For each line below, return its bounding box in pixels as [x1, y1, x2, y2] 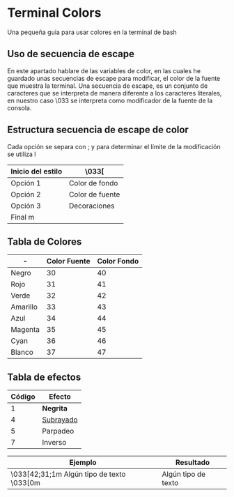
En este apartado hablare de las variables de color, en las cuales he [7, 66, 201, 75]
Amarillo [10, 302, 38, 312]
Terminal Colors [7, 5, 102, 21]
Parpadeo [42, 427, 75, 436]
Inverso [42, 438, 67, 448]
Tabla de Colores [7, 236, 82, 247]
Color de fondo [68, 178, 118, 188]
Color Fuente [46, 257, 91, 266]
